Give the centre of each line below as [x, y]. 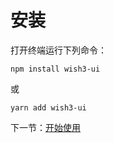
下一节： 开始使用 [45, 127]
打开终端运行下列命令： [58, 50]
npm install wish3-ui [55, 69]
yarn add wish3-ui [48, 107]
